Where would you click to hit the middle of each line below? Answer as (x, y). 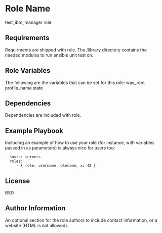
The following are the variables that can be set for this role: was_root (75, 83)
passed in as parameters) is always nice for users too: (60, 148)
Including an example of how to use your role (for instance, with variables (80, 143)
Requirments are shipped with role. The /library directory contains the (76, 49)
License (18, 181)
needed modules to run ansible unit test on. (49, 55)
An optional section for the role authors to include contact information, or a (81, 220)
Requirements (27, 38)
